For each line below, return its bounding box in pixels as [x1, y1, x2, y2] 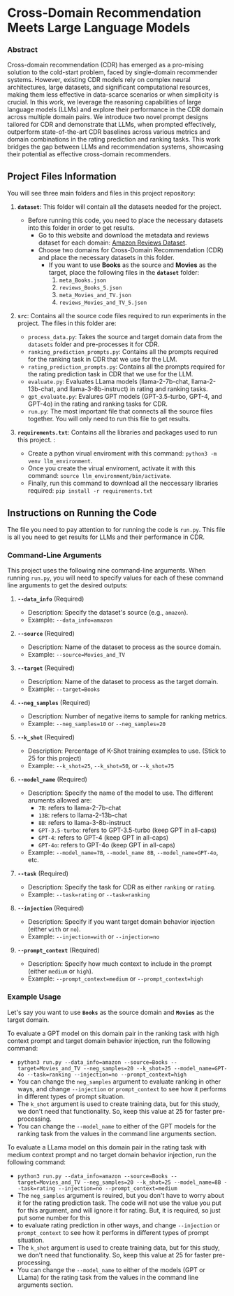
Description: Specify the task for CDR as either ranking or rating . [27, 883, 217, 892]
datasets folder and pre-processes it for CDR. [27, 340, 160, 348]
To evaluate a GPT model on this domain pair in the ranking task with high [7, 1029, 219, 1037]
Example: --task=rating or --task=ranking [27, 890, 150, 899]
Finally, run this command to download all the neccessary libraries [27, 479, 219, 488]
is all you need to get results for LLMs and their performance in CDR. [7, 533, 205, 541]
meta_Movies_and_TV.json [59, 292, 131, 299]
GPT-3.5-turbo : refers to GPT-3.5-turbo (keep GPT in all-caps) [38, 826, 217, 835]
